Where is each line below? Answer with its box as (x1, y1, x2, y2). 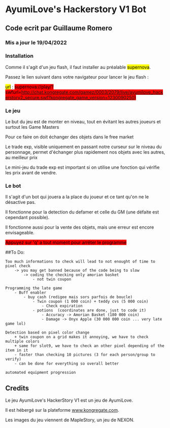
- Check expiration (41, 303, 83, 309)
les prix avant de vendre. (5, 170, 57, 176)
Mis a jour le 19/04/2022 (5, 39, 67, 46)
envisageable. (5, 230, 35, 236)
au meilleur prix (5, 155, 38, 161)
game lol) (5, 321, 26, 327)
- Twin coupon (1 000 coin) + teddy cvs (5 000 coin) (32, 299, 149, 304)
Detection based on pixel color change (5, 330, 90, 335)
